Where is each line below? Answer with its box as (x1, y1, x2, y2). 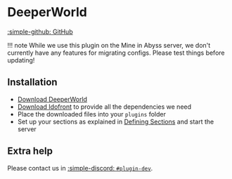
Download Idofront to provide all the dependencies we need (17, 102, 192, 111)
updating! (7, 55, 35, 64)
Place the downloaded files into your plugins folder (17, 110, 167, 118)
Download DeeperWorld (17, 95, 88, 103)
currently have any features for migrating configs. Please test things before (7, 48, 225, 57)
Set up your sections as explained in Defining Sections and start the (17, 117, 214, 126)
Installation (7, 77, 58, 88)
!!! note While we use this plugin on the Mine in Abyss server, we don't (7, 41, 211, 49)
